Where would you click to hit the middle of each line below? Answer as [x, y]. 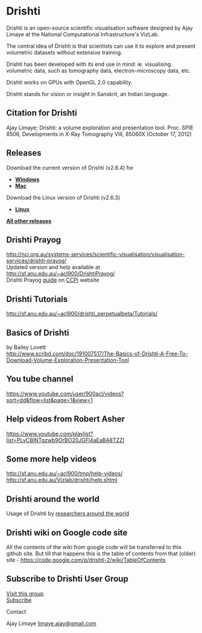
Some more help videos [51, 459]
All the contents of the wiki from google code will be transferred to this [94, 547]
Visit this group [25, 593]
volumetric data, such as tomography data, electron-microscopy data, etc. [99, 70]
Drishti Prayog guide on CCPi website [53, 280]
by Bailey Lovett [26, 347]
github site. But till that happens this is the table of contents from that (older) [101, 554]
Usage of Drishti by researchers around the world [68, 514]
